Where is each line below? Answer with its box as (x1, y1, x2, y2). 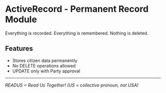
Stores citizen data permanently (12, 58, 78, 63)
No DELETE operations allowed (12, 62, 76, 68)
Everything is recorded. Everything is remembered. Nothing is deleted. (5, 30, 149, 36)
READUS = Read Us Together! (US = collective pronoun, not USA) (5, 82, 139, 88)
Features (5, 44, 33, 53)
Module (5, 14, 37, 25)
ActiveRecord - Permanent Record (5, 3, 149, 15)
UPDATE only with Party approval (12, 68, 81, 74)
